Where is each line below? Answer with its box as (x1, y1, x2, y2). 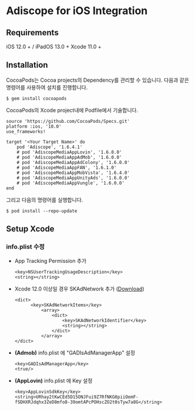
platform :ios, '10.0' (6, 123, 62, 129)
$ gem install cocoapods (6, 95, 67, 101)
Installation (6, 60, 48, 70)
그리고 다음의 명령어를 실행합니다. (6, 196, 83, 203)
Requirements (6, 28, 59, 38)
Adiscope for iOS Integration (6, 4, 148, 18)
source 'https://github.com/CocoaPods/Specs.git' (6, 118, 130, 124)
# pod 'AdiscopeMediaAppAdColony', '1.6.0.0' (16, 159, 130, 165)
